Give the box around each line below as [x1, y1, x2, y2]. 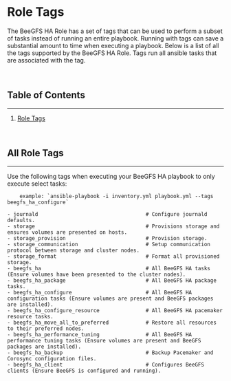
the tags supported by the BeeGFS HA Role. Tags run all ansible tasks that [7, 49, 217, 57]
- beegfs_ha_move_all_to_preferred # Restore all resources [7, 319, 217, 326]
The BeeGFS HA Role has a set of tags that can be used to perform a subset [7, 27, 223, 35]
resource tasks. [7, 313, 54, 320]
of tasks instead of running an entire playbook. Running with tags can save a [7, 34, 224, 42]
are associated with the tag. [7, 56, 86, 64]
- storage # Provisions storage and [7, 223, 220, 230]
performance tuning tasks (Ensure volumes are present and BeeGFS [7, 337, 201, 344]
